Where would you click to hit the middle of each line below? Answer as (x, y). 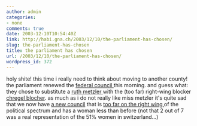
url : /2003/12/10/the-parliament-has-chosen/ (64, 56)
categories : (21, 17)
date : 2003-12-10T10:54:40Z (41, 34)
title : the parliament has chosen (49, 51)
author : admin (24, 12)
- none (14, 23)
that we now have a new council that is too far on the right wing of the (93, 104)
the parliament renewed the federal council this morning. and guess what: (97, 85)
